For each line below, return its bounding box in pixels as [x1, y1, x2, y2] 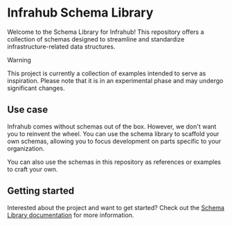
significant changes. [7, 84, 65, 92]
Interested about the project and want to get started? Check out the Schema [7, 203, 225, 211]
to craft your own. [7, 164, 58, 173]
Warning [7, 55, 31, 64]
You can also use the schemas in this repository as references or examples [7, 158, 222, 166]
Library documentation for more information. [7, 211, 134, 219]
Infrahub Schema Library [7, 5, 154, 21]
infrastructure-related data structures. [7, 42, 116, 50]
